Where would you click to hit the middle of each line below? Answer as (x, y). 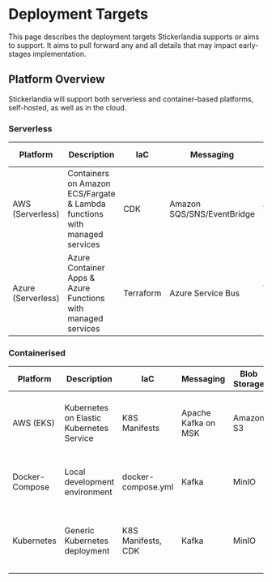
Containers (88, 174)
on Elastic (83, 418)
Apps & (81, 278)
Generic (79, 531)
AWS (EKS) (34, 423)
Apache (196, 413)
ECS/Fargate (91, 194)
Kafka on (198, 423)
